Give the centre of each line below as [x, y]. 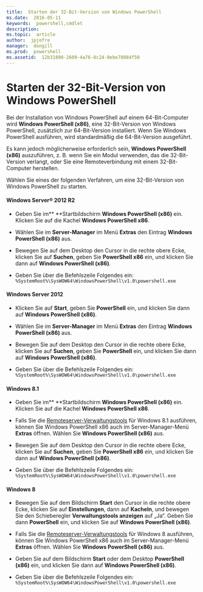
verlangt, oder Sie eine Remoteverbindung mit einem [92, 162]
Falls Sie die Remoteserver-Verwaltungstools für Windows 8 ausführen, [105, 534]
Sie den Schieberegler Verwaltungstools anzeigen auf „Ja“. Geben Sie [104, 516]
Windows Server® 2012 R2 [40, 200]
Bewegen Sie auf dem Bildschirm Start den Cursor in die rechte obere [103, 503]
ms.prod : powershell [34, 52]
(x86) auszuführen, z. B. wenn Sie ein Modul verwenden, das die [88, 155]
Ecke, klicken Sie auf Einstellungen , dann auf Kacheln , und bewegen [102, 509]
